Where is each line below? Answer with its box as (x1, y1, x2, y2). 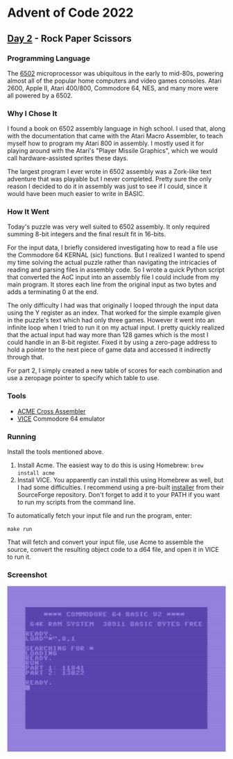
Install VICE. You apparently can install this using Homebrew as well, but (17, 476, 224, 484)
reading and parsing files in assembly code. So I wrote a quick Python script (7, 266, 225, 274)
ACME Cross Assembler (17, 407, 86, 415)
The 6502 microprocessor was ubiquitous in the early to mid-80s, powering (7, 69, 224, 77)
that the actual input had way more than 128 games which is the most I (7, 331, 209, 339)
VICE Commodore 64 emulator (17, 414, 105, 423)
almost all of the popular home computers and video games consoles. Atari (7, 76, 222, 85)
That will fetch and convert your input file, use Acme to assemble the (7, 538, 205, 546)
